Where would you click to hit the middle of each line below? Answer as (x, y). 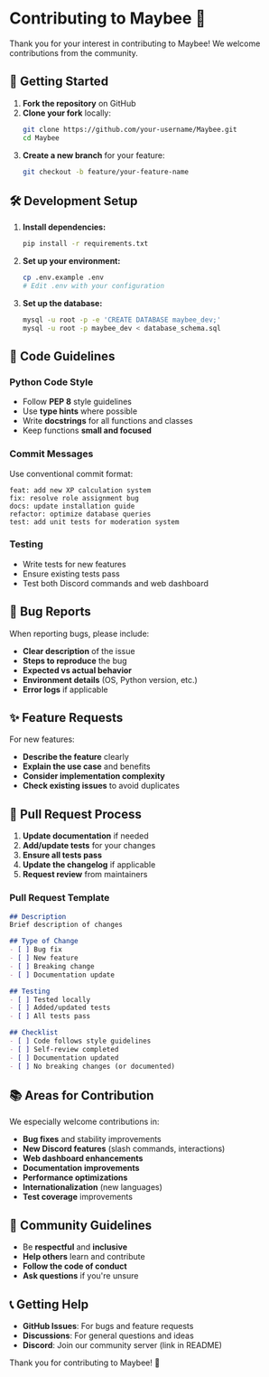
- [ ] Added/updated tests (60, 1008)
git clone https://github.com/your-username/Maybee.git (130, 129)
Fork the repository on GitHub (79, 103)
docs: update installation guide (72, 506)
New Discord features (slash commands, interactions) (124, 1149)
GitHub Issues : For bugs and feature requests (108, 1326)
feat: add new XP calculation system (80, 490)
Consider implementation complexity (93, 776)
